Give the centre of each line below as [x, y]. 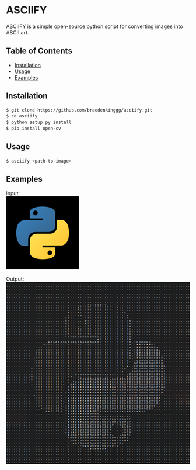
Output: [15, 279]
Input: [13, 193]
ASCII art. [17, 32]
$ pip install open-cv [34, 129]
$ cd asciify [22, 116]
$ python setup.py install [39, 122]
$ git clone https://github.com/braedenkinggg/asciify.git [79, 110]
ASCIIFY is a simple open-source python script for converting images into [94, 26]
